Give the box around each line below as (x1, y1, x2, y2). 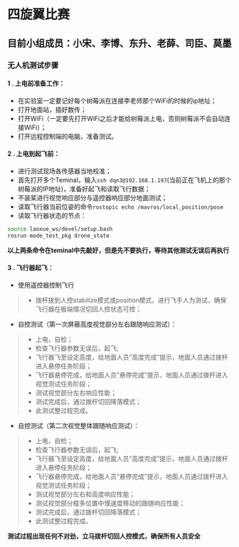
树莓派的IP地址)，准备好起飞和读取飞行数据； (17, 184, 151, 193)
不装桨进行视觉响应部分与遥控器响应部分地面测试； (17, 193, 168, 202)
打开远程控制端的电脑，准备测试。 (17, 132, 118, 140)
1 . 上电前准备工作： (7, 79, 65, 88)
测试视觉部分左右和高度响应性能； (35, 489, 136, 499)
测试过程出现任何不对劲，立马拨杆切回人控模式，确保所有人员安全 (7, 531, 201, 540)
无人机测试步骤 (7, 60, 59, 70)
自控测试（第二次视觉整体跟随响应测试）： (17, 421, 140, 429)
